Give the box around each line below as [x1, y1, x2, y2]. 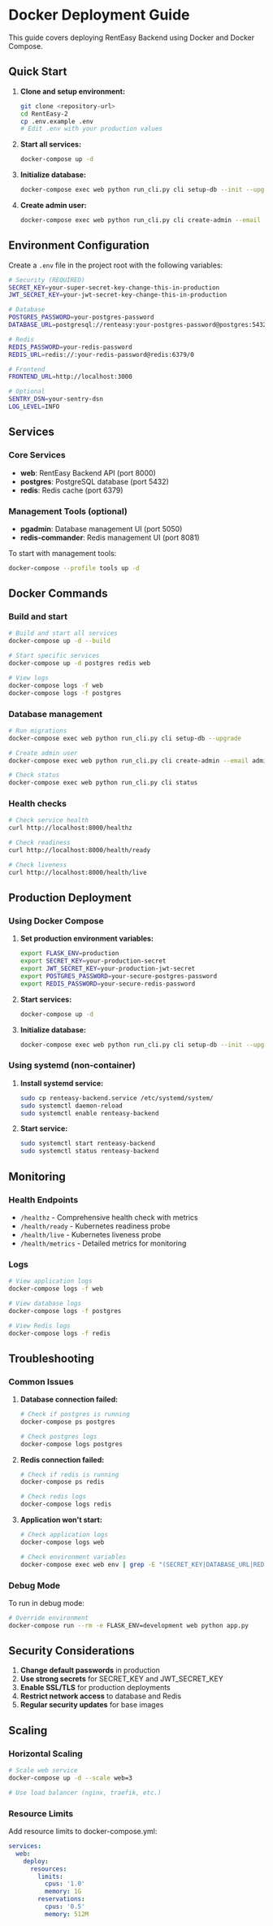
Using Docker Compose [8, 915, 104, 927]
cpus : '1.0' [44, 1880, 85, 1888]
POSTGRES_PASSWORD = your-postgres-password [8, 313, 154, 322]
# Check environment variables [19, 1553, 127, 1561]
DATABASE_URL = [8, 321, 57, 329]
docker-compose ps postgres [19, 1417, 115, 1426]
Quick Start [8, 65, 67, 79]
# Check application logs [19, 1531, 108, 1539]
